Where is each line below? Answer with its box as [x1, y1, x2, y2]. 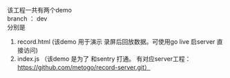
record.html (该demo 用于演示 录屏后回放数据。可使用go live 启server [17, 38, 215, 46]
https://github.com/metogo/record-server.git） [17, 64, 151, 71]
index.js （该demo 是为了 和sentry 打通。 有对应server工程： [17, 55, 191, 63]
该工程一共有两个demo [7, 6, 73, 14]
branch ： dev [7, 14, 48, 23]
